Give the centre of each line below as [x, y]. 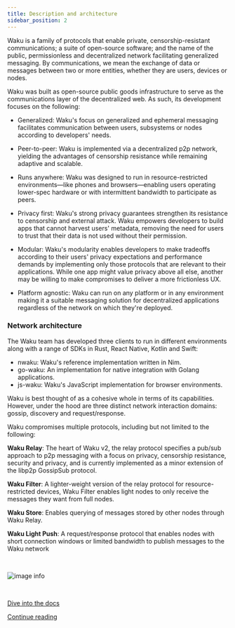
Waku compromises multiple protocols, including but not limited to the [108, 427]
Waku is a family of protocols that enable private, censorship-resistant [109, 40]
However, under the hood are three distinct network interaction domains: [112, 406]
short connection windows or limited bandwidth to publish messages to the [116, 541]
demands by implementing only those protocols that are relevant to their [122, 264]
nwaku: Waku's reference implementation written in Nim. [99, 362]
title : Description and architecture [62, 14]
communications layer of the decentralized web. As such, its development [114, 98]
